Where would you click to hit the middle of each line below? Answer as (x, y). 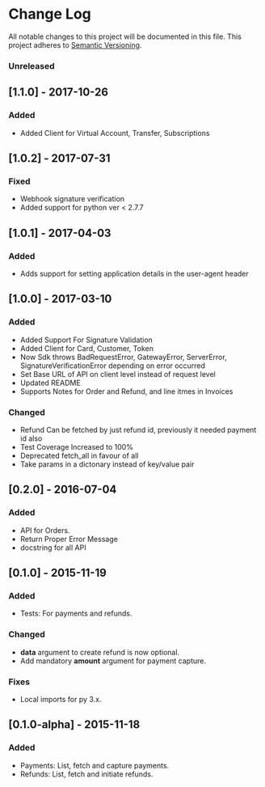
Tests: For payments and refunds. (76, 614)
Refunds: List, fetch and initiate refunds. (86, 774)
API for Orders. (45, 530)
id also (31, 438)
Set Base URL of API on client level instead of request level (118, 374)
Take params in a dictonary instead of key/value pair (107, 464)
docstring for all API (53, 548)
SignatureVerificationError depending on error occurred (113, 366)
